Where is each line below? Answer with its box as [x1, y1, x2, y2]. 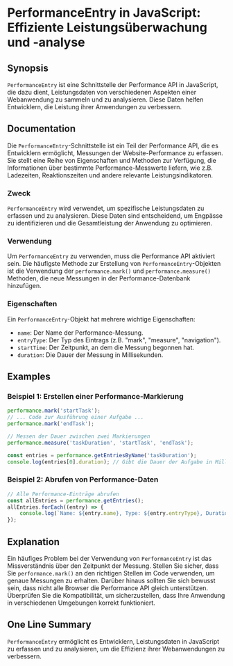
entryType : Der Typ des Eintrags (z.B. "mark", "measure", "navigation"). [17, 335, 221, 344]
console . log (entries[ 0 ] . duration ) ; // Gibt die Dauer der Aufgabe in [7, 458, 213, 466]
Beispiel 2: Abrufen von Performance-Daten [7, 475, 159, 484]
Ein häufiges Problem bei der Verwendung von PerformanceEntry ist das [7, 555, 212, 562]
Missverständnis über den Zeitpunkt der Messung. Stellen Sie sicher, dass [7, 562, 219, 570]
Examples [7, 371, 51, 383]
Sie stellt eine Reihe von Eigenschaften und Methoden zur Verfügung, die [7, 156, 216, 164]
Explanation [7, 536, 60, 548]
